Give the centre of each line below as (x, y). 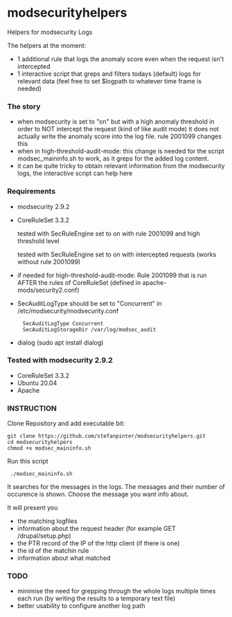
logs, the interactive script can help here (75, 173)
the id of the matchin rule (53, 551)
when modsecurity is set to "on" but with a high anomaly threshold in (116, 122)
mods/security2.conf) (48, 290)
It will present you (33, 508)
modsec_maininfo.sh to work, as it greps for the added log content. (113, 158)
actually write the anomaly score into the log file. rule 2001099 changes (119, 136)
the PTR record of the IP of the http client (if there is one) (98, 543)
